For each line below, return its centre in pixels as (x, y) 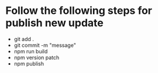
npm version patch (37, 57)
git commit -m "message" (45, 45)
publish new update (54, 23)
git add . (24, 39)
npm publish (29, 63)
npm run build (31, 51)
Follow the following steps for (79, 11)
